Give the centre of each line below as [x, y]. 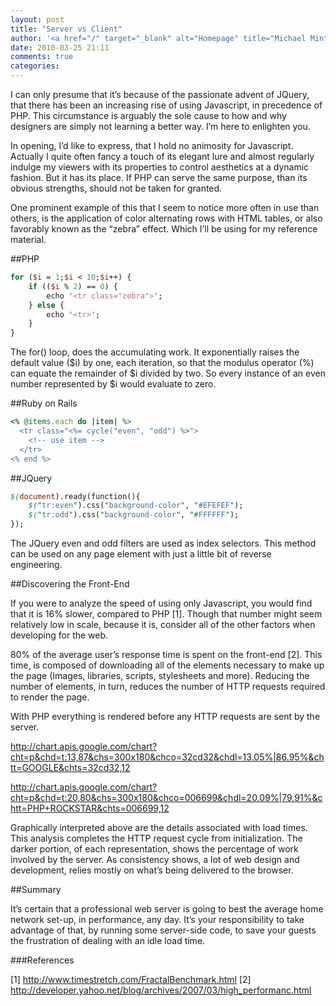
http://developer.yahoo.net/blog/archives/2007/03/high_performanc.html [161, 990]
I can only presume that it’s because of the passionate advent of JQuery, [160, 94]
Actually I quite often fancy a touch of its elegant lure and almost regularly [162, 156]
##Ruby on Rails [44, 403]
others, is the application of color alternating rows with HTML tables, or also [166, 218]
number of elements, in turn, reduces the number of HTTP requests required [168, 686]
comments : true [42, 57]
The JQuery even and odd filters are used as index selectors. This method [163, 543]
